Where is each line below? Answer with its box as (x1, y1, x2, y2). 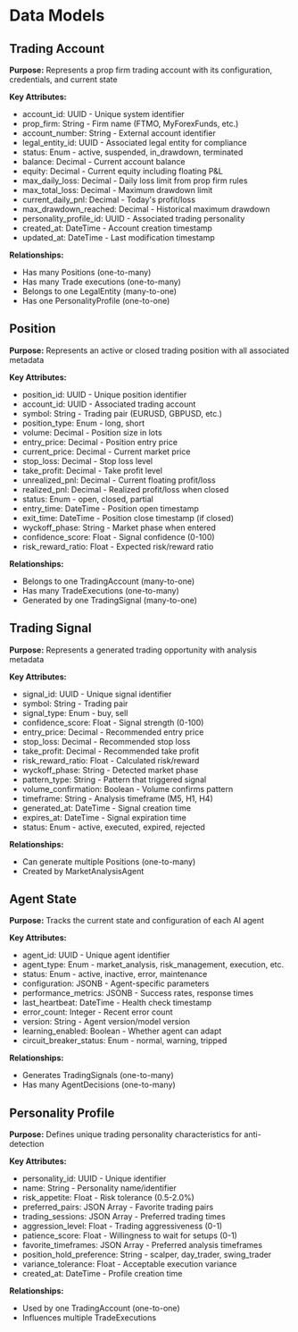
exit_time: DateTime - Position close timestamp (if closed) (21, 512, 235, 523)
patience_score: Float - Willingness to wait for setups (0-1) (21, 1230, 238, 1241)
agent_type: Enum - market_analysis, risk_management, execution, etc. (21, 959, 285, 970)
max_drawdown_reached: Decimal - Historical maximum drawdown (21, 204, 270, 215)
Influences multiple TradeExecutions (21, 1312, 157, 1323)
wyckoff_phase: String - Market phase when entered (21, 522, 217, 533)
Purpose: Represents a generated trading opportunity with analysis (9, 645, 257, 655)
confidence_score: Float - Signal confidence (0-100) (21, 531, 216, 542)
